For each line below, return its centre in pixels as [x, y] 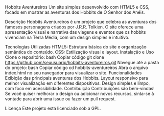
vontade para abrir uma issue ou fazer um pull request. [60, 99]
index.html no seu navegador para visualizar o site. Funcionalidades [73, 73]
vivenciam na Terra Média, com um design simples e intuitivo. [67, 37]
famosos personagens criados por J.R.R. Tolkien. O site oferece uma [74, 27]
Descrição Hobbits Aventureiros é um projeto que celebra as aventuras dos [81, 22]
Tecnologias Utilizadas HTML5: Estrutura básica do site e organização [76, 47]
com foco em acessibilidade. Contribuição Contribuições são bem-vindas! [80, 88]
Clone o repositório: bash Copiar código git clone [55, 57]
